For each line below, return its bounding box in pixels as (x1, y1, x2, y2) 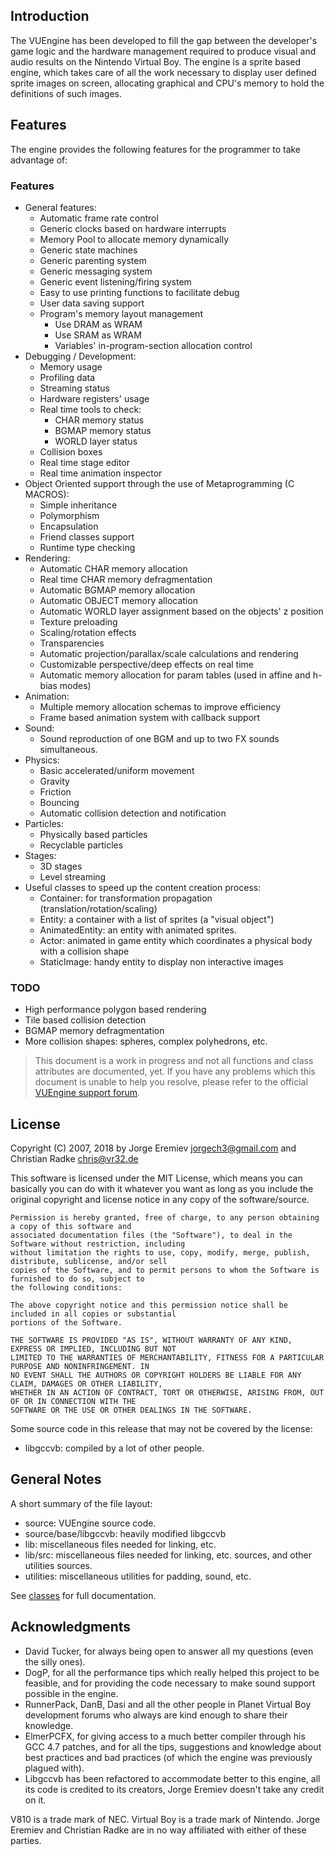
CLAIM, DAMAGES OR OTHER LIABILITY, (10, 1379, 163, 1389)
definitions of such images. (10, 87, 123, 99)
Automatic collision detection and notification (39, 807, 227, 819)
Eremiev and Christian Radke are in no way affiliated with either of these (10, 1824, 307, 1836)
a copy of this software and (10, 1222, 132, 1232)
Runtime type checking (39, 541, 136, 553)
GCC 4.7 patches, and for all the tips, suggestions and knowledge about (24, 1740, 322, 1753)
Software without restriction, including (10, 1239, 186, 1249)
